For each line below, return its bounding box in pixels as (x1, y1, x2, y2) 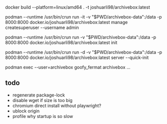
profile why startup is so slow (12, 113, 73, 119)
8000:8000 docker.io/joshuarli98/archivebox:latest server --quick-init (5, 54, 149, 60)
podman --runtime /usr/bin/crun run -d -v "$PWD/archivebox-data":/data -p (5, 49, 162, 55)
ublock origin (12, 107, 40, 114)
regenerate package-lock (12, 92, 65, 98)
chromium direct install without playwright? (12, 102, 101, 108)
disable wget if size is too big (12, 97, 72, 103)
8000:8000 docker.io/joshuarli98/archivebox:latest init (5, 39, 117, 45)
